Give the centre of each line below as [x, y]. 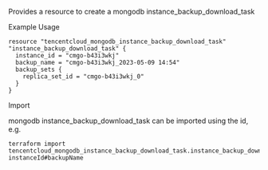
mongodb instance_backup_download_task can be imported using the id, [128, 121]
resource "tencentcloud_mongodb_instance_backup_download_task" [117, 42]
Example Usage [34, 27]
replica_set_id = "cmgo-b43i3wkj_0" [84, 77]
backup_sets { [39, 69]
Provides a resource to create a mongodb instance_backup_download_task [132, 12]
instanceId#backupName [46, 158]
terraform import [37, 144]
